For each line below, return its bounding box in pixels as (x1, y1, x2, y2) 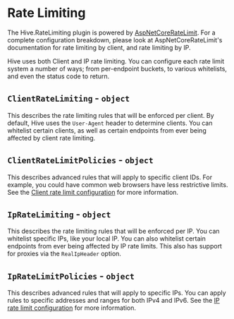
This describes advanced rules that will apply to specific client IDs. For (7, 173, 213, 181)
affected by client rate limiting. (7, 133, 96, 142)
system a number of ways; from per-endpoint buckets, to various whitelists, (7, 64, 228, 73)
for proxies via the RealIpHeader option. (7, 249, 122, 258)
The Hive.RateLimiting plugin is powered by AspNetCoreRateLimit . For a (7, 28, 216, 37)
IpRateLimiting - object (7, 208, 111, 220)
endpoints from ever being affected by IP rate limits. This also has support (7, 242, 222, 251)
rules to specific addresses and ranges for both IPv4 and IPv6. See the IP (7, 296, 220, 305)
